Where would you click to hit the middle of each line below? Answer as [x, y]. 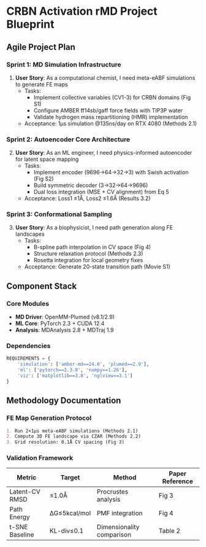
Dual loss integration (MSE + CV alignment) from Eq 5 [101, 192]
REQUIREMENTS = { [29, 359]
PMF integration [120, 513]
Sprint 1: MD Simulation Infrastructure [64, 64]
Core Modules [28, 303]
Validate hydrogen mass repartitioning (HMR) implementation [111, 117]
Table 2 [170, 531]
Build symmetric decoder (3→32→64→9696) [91, 185]
